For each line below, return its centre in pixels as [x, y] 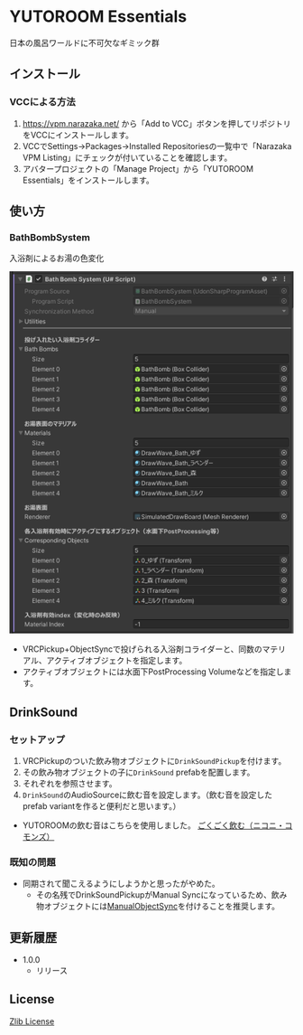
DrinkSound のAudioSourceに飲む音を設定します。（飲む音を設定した [147, 795]
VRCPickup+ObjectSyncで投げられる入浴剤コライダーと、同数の [142, 649]
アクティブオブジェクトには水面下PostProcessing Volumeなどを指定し [153, 672]
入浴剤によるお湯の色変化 [57, 259]
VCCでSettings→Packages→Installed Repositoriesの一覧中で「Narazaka [157, 146]
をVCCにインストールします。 [78, 135]
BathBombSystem [50, 237]
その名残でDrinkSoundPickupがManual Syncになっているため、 [154, 895]
